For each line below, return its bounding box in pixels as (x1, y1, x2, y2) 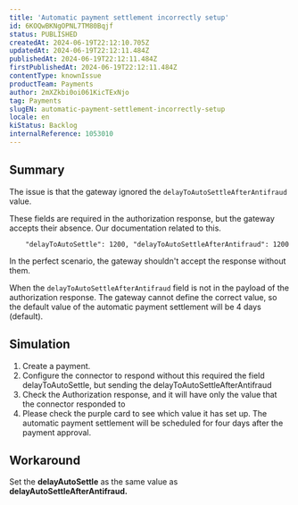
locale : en (9, 113, 50, 122)
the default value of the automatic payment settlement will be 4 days (9, 301, 261, 312)
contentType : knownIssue (9, 72, 102, 80)
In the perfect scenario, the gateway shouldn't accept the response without (9, 256, 286, 266)
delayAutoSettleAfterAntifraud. (9, 486, 128, 497)
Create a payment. (21, 360, 91, 371)
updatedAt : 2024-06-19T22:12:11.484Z (9, 46, 150, 55)
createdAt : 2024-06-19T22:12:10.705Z (9, 38, 150, 47)
